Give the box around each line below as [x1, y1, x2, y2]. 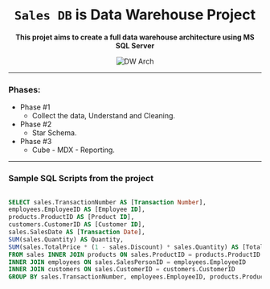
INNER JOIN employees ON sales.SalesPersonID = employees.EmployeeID [8, 258, 247, 266]
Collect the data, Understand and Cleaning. [31, 111, 175, 121]
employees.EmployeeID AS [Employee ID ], [8, 205, 146, 214]
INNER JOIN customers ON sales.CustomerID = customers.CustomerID [8, 266, 235, 274]
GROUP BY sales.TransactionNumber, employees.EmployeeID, [8, 273, 207, 281]
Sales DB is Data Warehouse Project [14, 6, 256, 24]
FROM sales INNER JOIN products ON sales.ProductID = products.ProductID [8, 250, 261, 258]
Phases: [8, 84, 41, 95]
